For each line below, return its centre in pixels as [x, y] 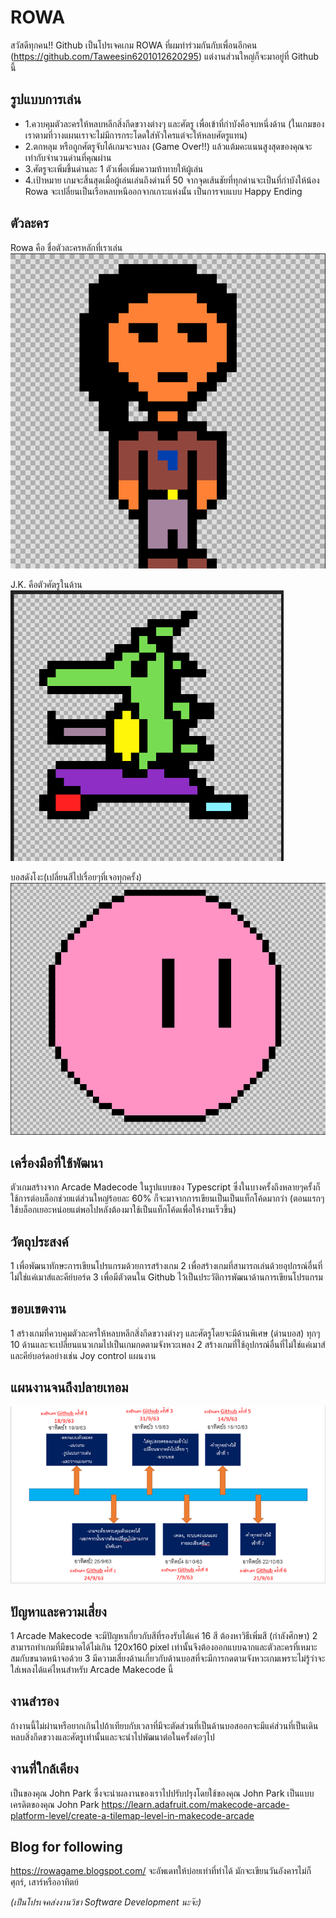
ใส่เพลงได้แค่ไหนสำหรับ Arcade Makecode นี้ [92, 1669]
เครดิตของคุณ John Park [55, 1804]
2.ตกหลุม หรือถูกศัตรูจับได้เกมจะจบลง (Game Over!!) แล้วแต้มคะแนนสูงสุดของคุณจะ [168, 146]
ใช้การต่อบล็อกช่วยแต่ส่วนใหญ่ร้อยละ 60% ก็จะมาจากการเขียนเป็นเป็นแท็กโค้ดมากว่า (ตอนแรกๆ [167, 1198]
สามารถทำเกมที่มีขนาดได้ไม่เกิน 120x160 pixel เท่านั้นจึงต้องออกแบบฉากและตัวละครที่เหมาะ [164, 1647]
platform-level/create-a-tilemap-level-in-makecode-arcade [132, 1815]
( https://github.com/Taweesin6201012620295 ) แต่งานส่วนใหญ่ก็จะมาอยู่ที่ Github [165, 56]
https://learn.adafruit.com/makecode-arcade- [195, 1804]
